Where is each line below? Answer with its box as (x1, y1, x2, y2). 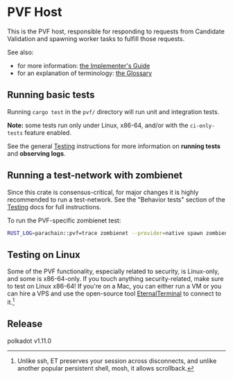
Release (7, 318, 43, 330)
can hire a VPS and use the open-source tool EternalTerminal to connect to (7, 289, 222, 298)
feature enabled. (24, 128, 71, 136)
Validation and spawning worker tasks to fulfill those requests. (7, 34, 185, 42)
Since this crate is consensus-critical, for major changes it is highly (7, 188, 199, 196)
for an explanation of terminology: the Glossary (17, 69, 153, 77)
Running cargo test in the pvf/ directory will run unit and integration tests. (7, 107, 220, 115)
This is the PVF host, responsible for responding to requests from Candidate (7, 27, 225, 35)
